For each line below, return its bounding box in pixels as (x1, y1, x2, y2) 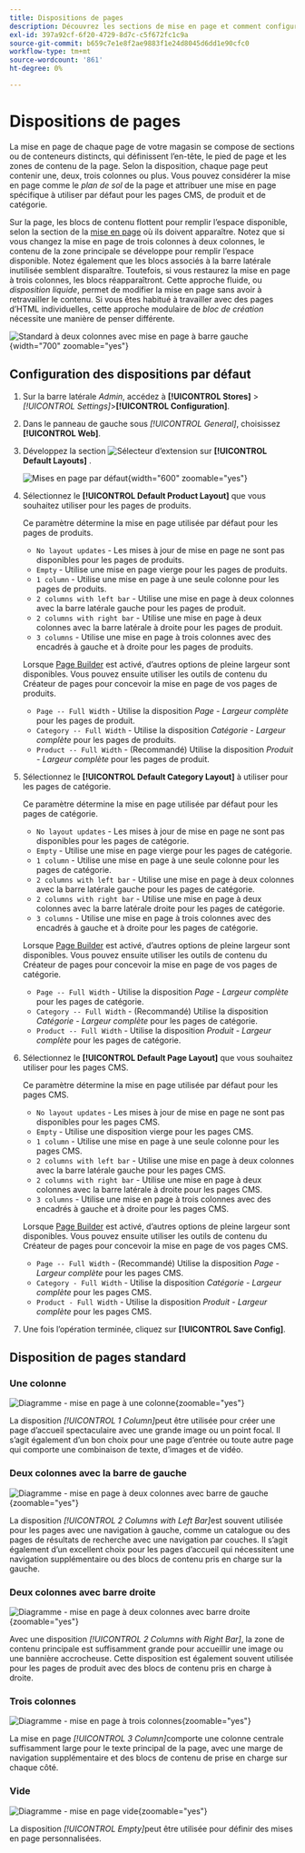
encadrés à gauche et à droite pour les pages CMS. (35, 1203, 230, 1214)
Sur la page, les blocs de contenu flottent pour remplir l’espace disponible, (9, 216, 288, 227)
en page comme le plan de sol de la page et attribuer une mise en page (9, 179, 277, 191)
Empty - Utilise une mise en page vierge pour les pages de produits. (35, 564, 288, 575)
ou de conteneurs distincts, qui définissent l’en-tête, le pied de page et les (9, 151, 288, 162)
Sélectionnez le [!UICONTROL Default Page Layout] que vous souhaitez (22, 1052, 293, 1063)
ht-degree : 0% (9, 64, 64, 74)
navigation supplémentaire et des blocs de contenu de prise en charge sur (9, 1752, 288, 1763)
